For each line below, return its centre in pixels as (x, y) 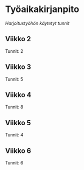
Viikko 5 (18, 122)
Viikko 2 (18, 39)
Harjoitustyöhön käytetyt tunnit (37, 23)
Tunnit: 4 (14, 135)
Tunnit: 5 (14, 79)
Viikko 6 (18, 151)
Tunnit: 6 (14, 163)
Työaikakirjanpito (42, 9)
